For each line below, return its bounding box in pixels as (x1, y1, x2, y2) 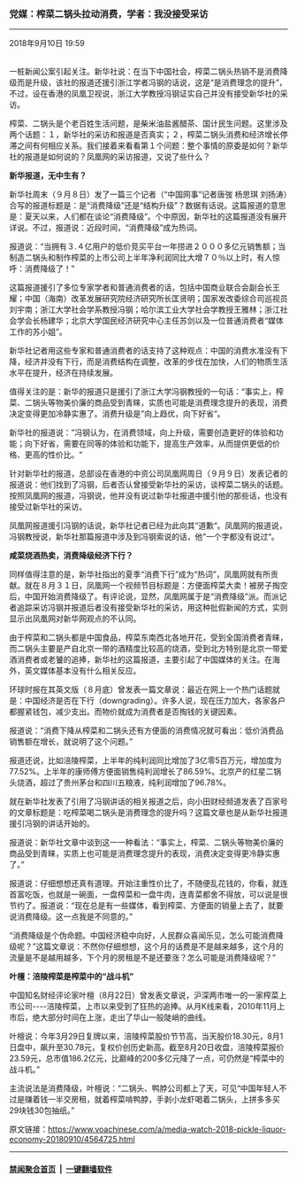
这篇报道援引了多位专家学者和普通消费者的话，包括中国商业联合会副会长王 (9, 282, 280, 293)
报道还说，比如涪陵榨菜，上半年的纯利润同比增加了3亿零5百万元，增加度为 (9, 755, 282, 766)
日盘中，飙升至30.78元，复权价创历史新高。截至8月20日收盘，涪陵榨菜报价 (9, 1042, 285, 1053)
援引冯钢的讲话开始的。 (9, 818, 95, 829)
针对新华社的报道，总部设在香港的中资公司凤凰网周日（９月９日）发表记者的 (9, 468, 288, 479)
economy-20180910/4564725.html (9, 1134, 135, 1145)
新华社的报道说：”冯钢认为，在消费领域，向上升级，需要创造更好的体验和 (9, 427, 277, 438)
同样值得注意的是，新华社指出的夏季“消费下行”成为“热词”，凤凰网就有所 (9, 569, 271, 580)
